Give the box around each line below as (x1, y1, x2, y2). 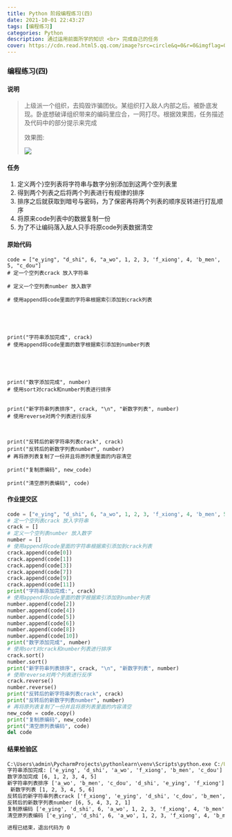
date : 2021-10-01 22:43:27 (7, 17, 85, 23)
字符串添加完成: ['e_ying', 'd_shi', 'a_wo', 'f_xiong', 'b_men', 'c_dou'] (7, 767, 223, 774)
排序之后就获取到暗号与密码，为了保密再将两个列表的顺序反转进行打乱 (17, 198, 217, 206)
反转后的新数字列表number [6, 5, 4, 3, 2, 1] (7, 799, 131, 806)
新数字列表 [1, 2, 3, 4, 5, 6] (10, 787, 95, 793)
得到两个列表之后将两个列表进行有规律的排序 (17, 189, 145, 197)
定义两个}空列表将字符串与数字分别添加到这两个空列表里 (17, 180, 177, 189)
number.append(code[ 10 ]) (7, 633, 79, 639)
